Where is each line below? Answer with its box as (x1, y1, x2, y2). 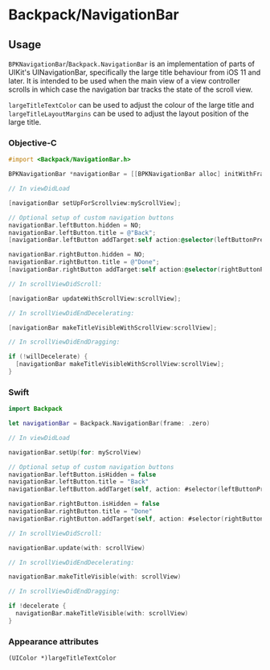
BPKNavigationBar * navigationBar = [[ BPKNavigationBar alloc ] (8, 171, 221, 179)
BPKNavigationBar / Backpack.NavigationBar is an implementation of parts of (8, 59, 256, 68)
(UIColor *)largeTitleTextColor (8, 654, 117, 663)
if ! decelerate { (8, 602, 67, 610)
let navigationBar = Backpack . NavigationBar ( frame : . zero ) (8, 420, 211, 428)
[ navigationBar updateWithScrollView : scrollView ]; (8, 294, 182, 302)
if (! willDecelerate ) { (8, 352, 88, 361)
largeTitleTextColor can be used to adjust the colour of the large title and (8, 101, 255, 109)
